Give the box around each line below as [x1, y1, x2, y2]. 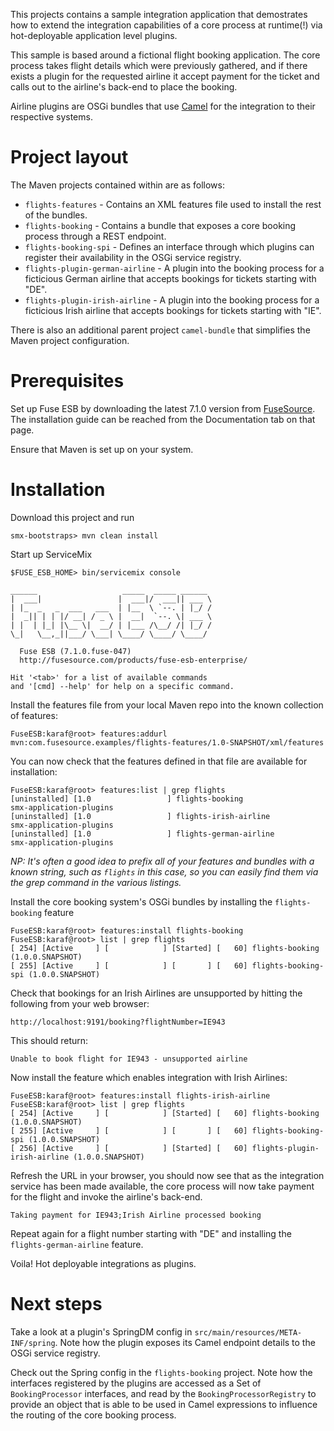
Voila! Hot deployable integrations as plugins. [10, 1257, 197, 1269]
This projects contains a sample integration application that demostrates [10, 9, 308, 20]
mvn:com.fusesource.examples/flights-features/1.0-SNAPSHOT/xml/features [10, 737, 325, 748]
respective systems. [10, 111, 93, 123]
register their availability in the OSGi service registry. [24, 251, 242, 263]
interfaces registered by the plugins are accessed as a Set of [10, 1377, 262, 1389]
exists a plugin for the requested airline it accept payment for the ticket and [10, 70, 320, 82]
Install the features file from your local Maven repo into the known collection [10, 699, 324, 711]
